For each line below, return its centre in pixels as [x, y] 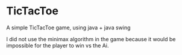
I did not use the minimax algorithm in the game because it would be [91, 39]
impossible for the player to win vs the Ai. [58, 45]
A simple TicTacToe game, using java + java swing [68, 27]
